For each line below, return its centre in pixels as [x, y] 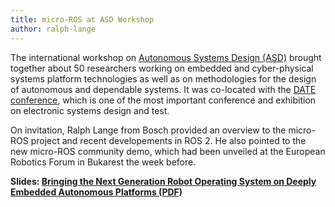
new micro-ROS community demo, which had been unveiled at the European [168, 151]
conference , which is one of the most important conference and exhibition [163, 100]
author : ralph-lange [53, 29]
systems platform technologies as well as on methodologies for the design [163, 78]
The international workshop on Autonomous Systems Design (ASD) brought [166, 57]
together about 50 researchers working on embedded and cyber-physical [162, 68]
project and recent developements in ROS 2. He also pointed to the [168, 140]
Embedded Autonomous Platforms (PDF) [96, 192]
